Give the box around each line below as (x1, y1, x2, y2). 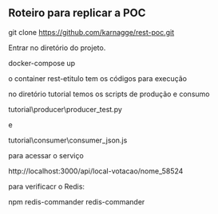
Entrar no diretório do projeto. (8, 43, 106, 53)
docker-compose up (8, 58, 76, 68)
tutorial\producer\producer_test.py (8, 104, 122, 114)
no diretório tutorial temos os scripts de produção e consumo (8, 89, 210, 99)
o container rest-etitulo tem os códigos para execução (8, 73, 188, 83)
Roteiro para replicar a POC (8, 6, 146, 20)
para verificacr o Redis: (8, 181, 85, 191)
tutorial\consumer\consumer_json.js (8, 135, 128, 145)
